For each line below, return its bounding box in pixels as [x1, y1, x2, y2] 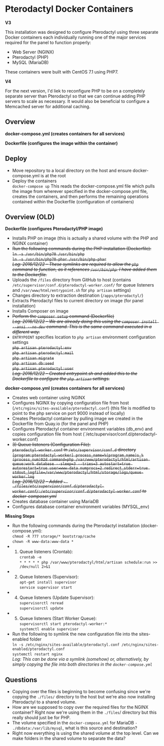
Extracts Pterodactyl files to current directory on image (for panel [12, 298, 144, 304]
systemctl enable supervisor [19, 627, 79, 632]
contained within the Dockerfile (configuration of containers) [12, 198, 134, 204]
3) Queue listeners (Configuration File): [12, 442, 91, 448]
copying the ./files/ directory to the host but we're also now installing [12, 694, 155, 700]
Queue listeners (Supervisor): [19, 574, 79, 580]
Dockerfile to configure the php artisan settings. [12, 376, 110, 382]
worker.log [12, 474, 35, 480]
